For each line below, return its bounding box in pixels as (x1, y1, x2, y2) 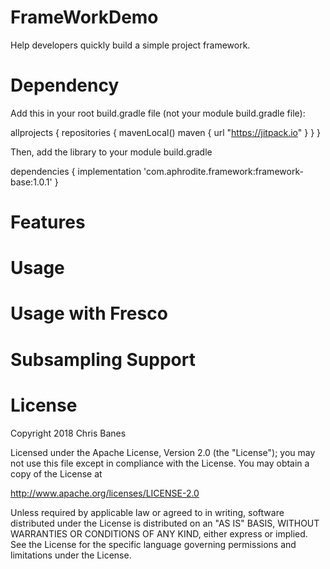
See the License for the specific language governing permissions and (10, 538, 297, 550)
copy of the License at (10, 467, 103, 480)
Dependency (10, 74, 120, 97)
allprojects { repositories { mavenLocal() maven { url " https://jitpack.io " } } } (10, 126, 322, 138)
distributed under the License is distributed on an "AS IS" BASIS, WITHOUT (10, 517, 320, 529)
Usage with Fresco (10, 302, 168, 325)
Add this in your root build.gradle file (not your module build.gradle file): (10, 107, 306, 119)
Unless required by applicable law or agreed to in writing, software (10, 506, 285, 518)
